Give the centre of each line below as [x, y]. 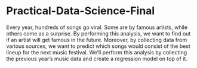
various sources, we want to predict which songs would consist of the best [98, 46]
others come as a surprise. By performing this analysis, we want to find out [98, 33]
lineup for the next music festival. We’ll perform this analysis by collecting [97, 52]
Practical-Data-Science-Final [81, 11]
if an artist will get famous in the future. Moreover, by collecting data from [97, 40]
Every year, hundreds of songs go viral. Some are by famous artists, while [97, 27]
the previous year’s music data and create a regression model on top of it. [97, 59]
